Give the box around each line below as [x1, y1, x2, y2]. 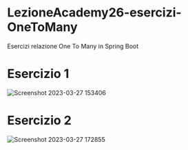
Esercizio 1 [7, 66, 70, 82]
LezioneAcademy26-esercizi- [7, 5, 182, 21]
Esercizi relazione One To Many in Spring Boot [7, 42, 139, 50]
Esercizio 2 [7, 113, 72, 128]
